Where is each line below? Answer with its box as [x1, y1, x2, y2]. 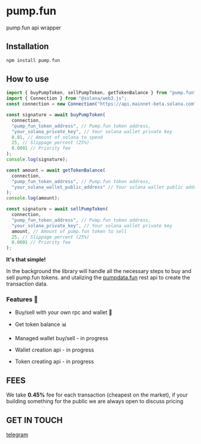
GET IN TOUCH [6, 415, 63, 425]
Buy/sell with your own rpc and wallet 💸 [14, 309, 112, 316]
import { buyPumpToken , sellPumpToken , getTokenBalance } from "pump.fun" [6, 90, 197, 96]
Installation [6, 41, 49, 52]
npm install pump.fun [6, 57, 60, 64]
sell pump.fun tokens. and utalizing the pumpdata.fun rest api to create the [6, 274, 190, 281]
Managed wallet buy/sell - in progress [14, 335, 109, 342]
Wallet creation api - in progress [14, 346, 95, 353]
